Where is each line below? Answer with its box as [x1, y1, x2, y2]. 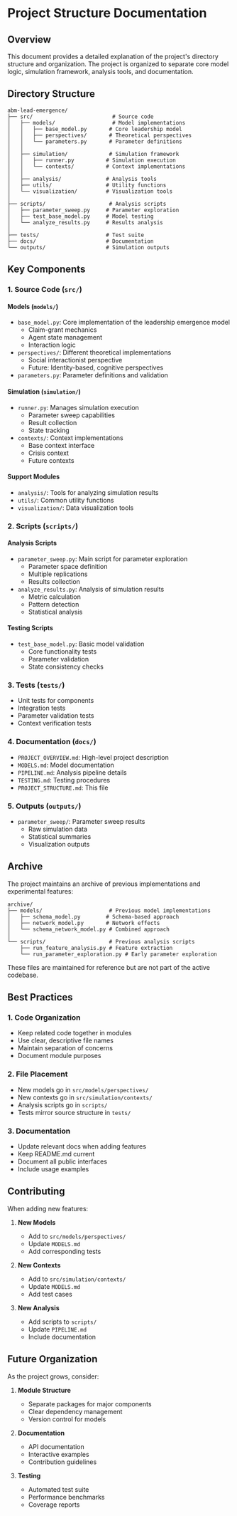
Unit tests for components [17, 696, 94, 705]
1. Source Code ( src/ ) [7, 285, 83, 295]
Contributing [7, 1186, 65, 1198]
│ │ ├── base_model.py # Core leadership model [7, 125, 182, 132]
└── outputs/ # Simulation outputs [7, 244, 170, 251]
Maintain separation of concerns [17, 1044, 114, 1052]
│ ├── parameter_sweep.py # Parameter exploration [7, 207, 180, 214]
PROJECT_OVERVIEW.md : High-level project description [17, 753, 169, 761]
